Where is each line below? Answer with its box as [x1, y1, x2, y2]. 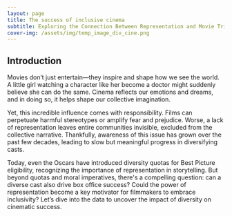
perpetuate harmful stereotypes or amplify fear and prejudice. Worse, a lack [7, 116, 224, 124]
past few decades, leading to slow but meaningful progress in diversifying [7, 138, 218, 146]
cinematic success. [7, 203, 62, 211]
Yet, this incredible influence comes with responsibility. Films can [7, 108, 193, 117]
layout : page [7, 10, 45, 17]
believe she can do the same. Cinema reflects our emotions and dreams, [7, 88, 214, 97]
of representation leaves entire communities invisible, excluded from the [7, 124, 213, 132]
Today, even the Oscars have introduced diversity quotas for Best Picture [7, 159, 215, 167]
